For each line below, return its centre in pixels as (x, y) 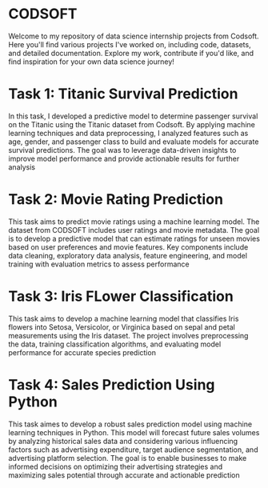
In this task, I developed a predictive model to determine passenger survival (133, 116)
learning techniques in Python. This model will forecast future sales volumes (134, 432)
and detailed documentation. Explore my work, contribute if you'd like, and (131, 53)
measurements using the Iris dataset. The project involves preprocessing (128, 335)
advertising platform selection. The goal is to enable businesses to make (128, 458)
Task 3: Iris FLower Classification (121, 296)
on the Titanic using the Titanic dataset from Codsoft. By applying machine (132, 124)
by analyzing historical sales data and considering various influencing (123, 441)
